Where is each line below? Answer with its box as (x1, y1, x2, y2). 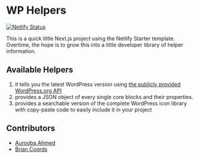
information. (6, 47, 36, 54)
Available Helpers (6, 65, 74, 75)
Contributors (6, 123, 56, 134)
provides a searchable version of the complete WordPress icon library (14, 100, 187, 107)
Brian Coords (14, 145, 48, 153)
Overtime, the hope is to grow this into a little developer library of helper (6, 41, 183, 48)
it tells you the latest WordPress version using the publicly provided (14, 80, 181, 88)
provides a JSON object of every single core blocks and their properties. (14, 93, 194, 100)
